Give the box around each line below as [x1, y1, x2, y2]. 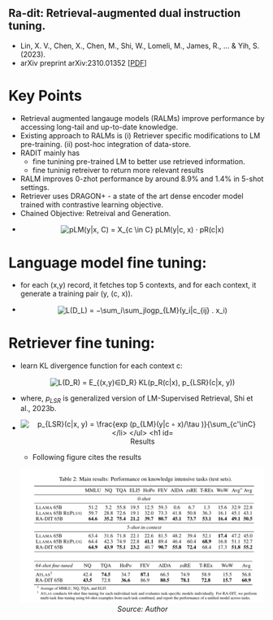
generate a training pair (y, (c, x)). [19, 288, 133, 299]
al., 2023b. [19, 404, 57, 414]
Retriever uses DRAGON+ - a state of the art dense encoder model [19, 191, 244, 201]
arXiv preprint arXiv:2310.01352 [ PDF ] [19, 58, 148, 67]
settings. [19, 182, 50, 192]
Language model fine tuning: [8, 254, 207, 271]
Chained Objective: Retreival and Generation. [19, 208, 171, 218]
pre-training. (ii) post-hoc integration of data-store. [19, 139, 192, 149]
